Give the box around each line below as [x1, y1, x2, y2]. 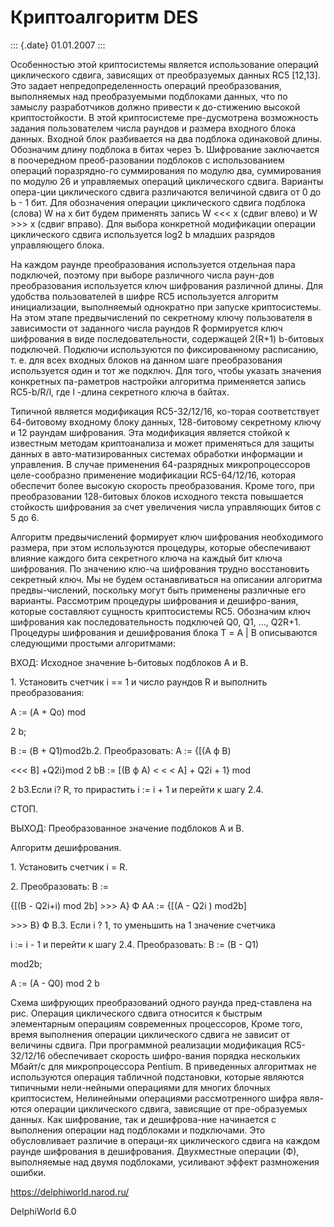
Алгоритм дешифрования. [10, 841, 122, 853]
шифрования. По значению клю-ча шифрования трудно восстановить [10, 562, 310, 575]
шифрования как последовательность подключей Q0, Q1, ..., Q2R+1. [10, 616, 301, 628]
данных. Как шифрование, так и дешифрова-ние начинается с [10, 1113, 277, 1125]
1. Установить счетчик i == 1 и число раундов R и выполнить [10, 676, 268, 688]
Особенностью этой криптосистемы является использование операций [10, 58, 320, 70]
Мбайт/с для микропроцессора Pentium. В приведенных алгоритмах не [10, 1060, 317, 1072]
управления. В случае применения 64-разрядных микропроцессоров [10, 458, 311, 470]
